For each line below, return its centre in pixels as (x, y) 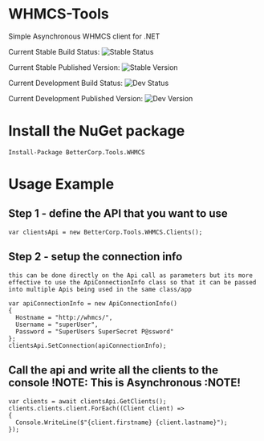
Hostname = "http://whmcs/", (64, 317)
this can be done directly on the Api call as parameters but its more (130, 275)
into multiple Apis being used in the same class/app (100, 289)
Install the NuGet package (97, 131)
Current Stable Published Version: (64, 67)
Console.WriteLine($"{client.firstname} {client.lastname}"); (122, 423)
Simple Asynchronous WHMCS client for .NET (84, 36)
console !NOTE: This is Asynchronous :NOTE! (124, 383)
